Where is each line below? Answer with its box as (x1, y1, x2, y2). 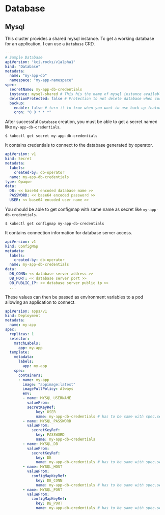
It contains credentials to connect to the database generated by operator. (5, 142, 153, 148)
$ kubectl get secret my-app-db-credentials (5, 133, 98, 138)
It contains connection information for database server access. (5, 229, 133, 235)
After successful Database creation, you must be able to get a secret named (5, 119, 158, 125)
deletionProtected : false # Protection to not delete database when (9, 96, 153, 101)
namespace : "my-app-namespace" (9, 78, 74, 83)
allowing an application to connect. (5, 299, 76, 305)
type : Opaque (5, 179, 32, 184)
